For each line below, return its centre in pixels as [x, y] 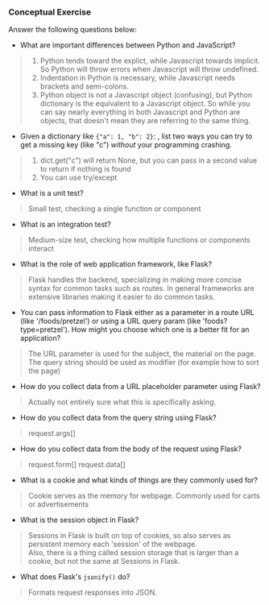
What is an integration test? [65, 225]
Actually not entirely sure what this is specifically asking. [122, 402]
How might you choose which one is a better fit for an [160, 329]
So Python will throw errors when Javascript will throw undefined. [149, 69]
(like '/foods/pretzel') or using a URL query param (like [110, 321]
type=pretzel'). [45, 329]
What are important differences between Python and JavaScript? [128, 45]
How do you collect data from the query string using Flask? [118, 418]
